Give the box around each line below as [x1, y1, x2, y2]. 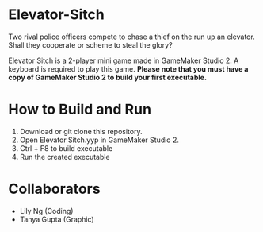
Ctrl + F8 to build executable [19, 143, 113, 153]
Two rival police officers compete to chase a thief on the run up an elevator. [8, 32, 255, 41]
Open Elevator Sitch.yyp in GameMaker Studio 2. [19, 135, 180, 145]
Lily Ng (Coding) [19, 206, 74, 215]
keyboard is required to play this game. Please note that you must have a [8, 64, 249, 73]
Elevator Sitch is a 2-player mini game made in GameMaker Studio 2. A [8, 56, 239, 65]
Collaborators [8, 180, 101, 198]
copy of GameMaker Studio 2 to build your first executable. [8, 72, 208, 82]
